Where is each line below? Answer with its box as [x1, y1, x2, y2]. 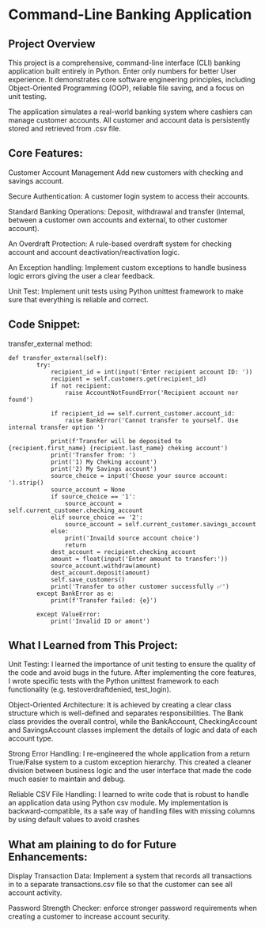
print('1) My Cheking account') [50, 457, 157, 466]
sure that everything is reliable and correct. [8, 294, 149, 304]
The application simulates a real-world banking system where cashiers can [8, 107, 253, 116]
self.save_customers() [50, 575, 126, 583]
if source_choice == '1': [50, 492, 136, 500]
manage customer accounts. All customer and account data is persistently [8, 116, 251, 124]
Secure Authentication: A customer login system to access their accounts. [8, 191, 250, 201]
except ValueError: [36, 610, 101, 618]
